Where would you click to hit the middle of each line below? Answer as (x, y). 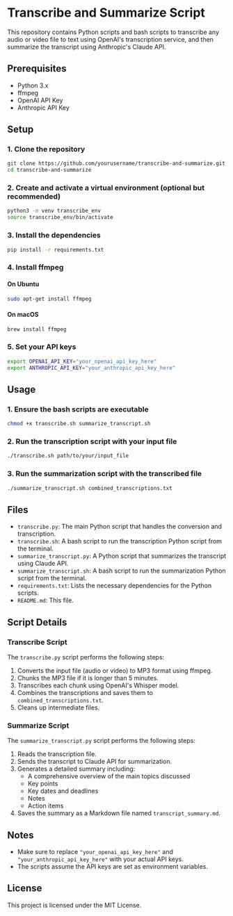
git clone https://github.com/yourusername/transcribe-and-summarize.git (116, 164)
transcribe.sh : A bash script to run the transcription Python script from (120, 541)
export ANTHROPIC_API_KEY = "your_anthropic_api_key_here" (91, 368)
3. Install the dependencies (54, 236)
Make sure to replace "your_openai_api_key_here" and (95, 852)
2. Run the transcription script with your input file (92, 441)
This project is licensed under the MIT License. (74, 905)
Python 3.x (33, 85)
